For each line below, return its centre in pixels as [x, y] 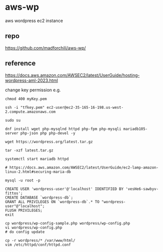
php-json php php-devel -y [48, 133]
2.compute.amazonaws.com [30, 112]
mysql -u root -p [23, 180]
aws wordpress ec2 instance [34, 21]
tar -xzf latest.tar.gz [29, 150]
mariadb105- [135, 129]
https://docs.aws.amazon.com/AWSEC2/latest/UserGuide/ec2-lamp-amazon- [84, 167]
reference [20, 63]
